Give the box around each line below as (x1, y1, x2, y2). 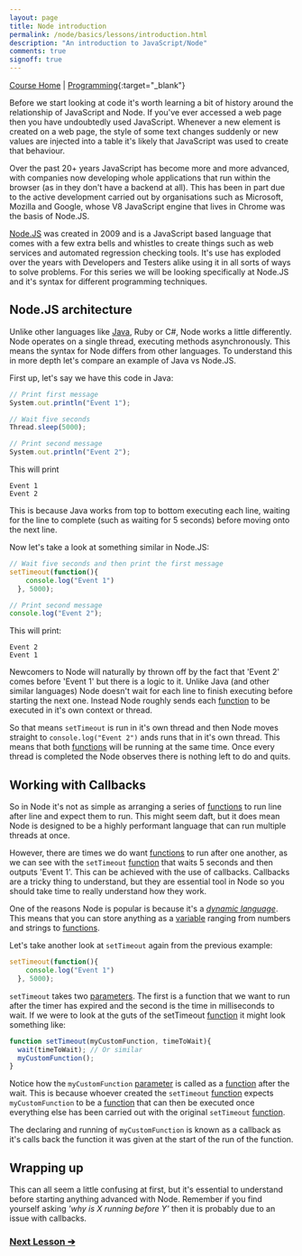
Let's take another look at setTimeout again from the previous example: (9, 940, 273, 951)
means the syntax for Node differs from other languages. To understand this (9, 345, 293, 356)
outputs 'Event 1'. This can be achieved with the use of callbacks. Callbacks (9, 867, 290, 878)
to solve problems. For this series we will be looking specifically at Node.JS (9, 267, 289, 277)
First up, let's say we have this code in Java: (9, 372, 174, 383)
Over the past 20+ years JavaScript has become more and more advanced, (9, 163, 290, 173)
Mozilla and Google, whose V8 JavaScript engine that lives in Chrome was (9, 201, 286, 212)
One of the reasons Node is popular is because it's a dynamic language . (9, 903, 279, 914)
